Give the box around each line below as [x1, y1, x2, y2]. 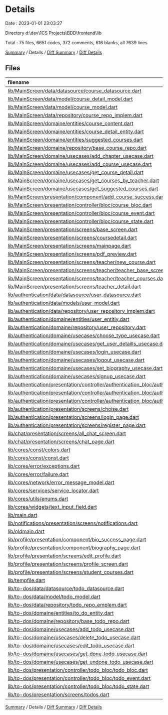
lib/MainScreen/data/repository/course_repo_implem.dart [7, 111, 143, 118]
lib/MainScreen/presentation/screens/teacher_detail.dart [7, 283, 141, 290]
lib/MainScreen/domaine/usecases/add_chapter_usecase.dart [7, 152, 154, 159]
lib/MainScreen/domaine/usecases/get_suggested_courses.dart [7, 185, 158, 192]
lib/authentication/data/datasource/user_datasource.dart [7, 291, 141, 298]
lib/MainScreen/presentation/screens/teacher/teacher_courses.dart [7, 275, 166, 282]
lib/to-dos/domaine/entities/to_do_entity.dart [7, 609, 114, 616]
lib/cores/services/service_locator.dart [7, 487, 99, 494]
